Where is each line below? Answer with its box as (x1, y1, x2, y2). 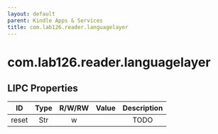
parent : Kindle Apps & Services (7, 17, 103, 24)
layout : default (7, 10, 55, 18)
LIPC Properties (7, 82, 78, 94)
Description (122, 104, 163, 113)
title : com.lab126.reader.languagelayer (7, 23, 129, 30)
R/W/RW (59, 104, 89, 113)
